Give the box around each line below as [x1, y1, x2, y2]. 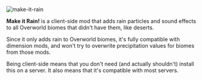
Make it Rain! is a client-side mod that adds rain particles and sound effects [6, 18, 197, 24]
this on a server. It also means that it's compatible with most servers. [6, 67, 179, 74]
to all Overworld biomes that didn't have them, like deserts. [6, 24, 154, 31]
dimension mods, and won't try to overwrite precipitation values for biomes [6, 42, 195, 49]
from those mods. [6, 48, 51, 56]
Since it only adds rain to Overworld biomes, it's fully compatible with [6, 36, 180, 42]
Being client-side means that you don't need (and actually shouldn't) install [6, 61, 195, 67]
